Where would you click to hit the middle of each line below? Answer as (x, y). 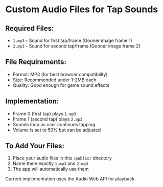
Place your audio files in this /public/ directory (62, 158)
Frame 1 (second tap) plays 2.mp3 (48, 119)
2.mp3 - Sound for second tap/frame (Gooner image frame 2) (76, 46)
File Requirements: (36, 62)
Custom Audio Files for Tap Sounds (82, 9)
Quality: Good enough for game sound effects (61, 85)
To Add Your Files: (35, 146)
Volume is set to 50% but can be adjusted (57, 130)
